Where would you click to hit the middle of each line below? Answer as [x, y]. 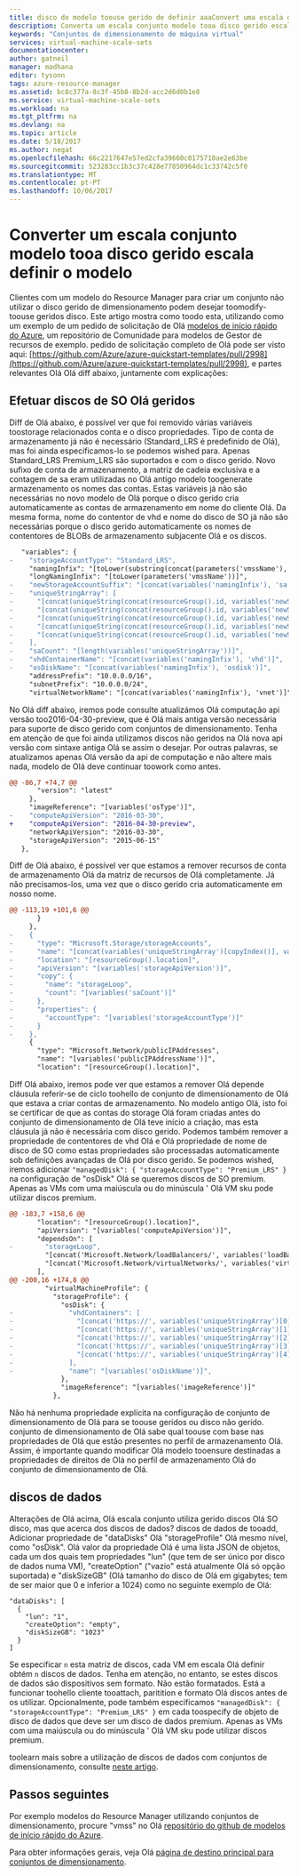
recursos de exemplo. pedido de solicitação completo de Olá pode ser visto [147, 344]
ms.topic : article [43, 133]
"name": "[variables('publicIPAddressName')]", [126, 1059]
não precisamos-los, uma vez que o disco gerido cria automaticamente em [146, 885]
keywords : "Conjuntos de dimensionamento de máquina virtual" [126, 34]
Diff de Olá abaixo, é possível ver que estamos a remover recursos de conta [148, 866]
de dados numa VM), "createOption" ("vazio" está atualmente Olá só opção [147, 1566]
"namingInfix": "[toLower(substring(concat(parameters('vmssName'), [158, 569]
